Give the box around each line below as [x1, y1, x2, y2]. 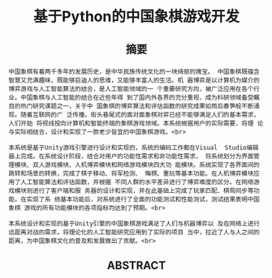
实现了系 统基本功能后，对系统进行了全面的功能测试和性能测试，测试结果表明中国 [26, 195, 260, 203]
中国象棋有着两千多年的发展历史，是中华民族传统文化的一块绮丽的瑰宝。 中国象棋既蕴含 [8, 67, 260, 75]
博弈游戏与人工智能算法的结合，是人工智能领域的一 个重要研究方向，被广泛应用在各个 [8, 84, 254, 93]
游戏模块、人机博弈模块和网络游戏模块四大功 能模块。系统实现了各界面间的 [44, 160, 260, 169]
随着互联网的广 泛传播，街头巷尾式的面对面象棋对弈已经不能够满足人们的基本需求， [19, 110, 260, 118]
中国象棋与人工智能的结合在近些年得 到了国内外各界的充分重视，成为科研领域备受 [19, 93, 254, 101]
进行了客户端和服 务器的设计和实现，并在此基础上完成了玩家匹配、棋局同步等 [32, 186, 254, 195]
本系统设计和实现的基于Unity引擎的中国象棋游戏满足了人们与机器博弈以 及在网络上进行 [8, 220, 260, 228]
